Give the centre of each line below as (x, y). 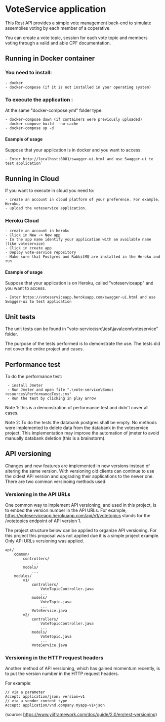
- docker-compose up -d (30, 128)
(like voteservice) (25, 244)
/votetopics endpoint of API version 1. (43, 521)
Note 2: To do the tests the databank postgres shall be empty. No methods (81, 423)
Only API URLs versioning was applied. (45, 541)
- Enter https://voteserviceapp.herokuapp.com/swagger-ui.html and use (80, 297)
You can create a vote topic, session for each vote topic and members (77, 38)
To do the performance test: (34, 377)
